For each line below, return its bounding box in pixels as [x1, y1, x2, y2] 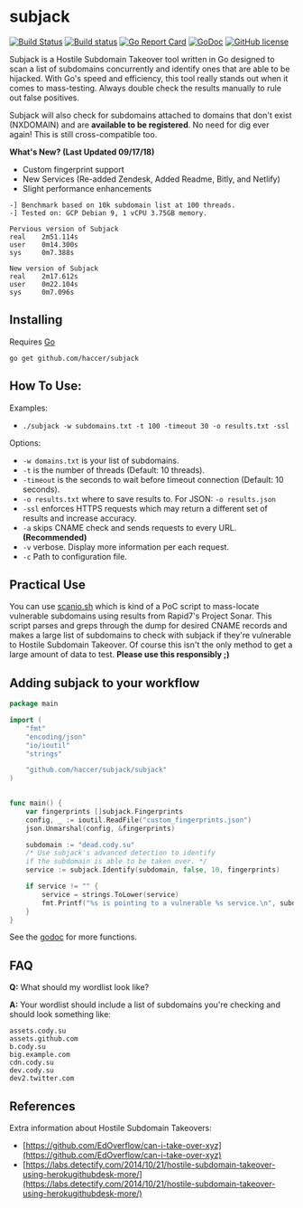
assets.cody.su [9, 1026, 67, 1036]
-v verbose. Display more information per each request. [22, 541, 230, 552]
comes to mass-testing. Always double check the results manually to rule [9, 82, 282, 93]
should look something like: [9, 1009, 111, 1020]
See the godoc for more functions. [9, 931, 138, 942]
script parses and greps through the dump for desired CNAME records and [9, 620, 288, 631]
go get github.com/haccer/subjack [9, 354, 140, 363]
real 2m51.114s [9, 232, 78, 241]
